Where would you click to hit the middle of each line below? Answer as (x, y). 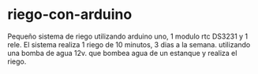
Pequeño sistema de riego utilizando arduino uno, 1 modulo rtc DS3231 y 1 (128, 36)
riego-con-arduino (70, 15)
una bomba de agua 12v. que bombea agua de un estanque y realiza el (122, 53)
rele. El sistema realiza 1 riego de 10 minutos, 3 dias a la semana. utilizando (129, 44)
